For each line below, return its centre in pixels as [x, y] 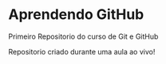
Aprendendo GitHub [76, 15]
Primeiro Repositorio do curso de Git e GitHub [83, 36]
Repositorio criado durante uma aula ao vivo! [82, 51]
